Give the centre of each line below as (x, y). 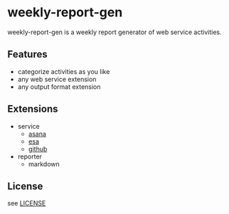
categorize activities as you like (64, 71)
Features (27, 54)
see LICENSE (27, 203)
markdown (44, 164)
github (38, 149)
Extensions (33, 109)
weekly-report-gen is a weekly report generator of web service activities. (114, 32)
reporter (30, 156)
